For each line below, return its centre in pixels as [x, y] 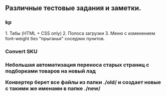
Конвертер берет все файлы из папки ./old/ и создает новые [83, 82]
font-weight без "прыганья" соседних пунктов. [55, 38]
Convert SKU [21, 51]
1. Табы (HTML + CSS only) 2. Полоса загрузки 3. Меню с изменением [80, 33]
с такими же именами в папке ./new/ [53, 88]
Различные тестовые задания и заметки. [73, 8]
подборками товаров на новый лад [51, 71]
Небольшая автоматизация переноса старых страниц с [77, 65]
